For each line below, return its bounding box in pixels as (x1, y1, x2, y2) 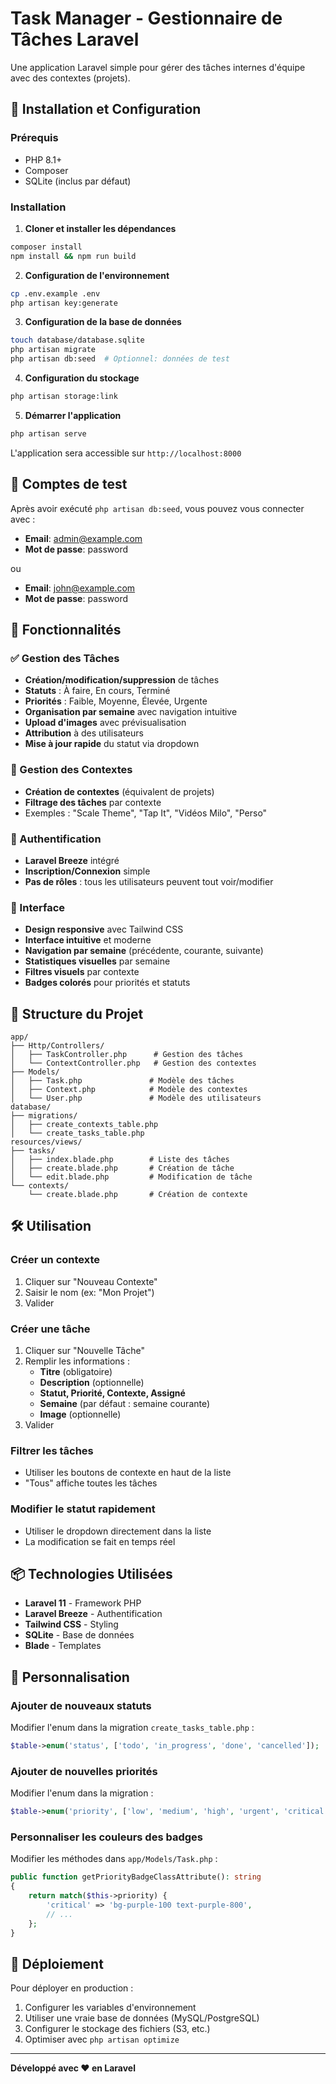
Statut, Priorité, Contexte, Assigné (39, 1387, 186, 1399)
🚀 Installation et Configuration (10, 101, 202, 118)
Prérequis (10, 131, 59, 145)
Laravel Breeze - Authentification (24, 1608, 163, 1620)
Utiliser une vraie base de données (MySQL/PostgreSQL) (24, 2012, 260, 2024)
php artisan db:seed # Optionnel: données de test (10, 354, 230, 364)
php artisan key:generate (10, 298, 118, 308)
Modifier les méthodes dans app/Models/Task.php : (10, 1853, 218, 1865)
